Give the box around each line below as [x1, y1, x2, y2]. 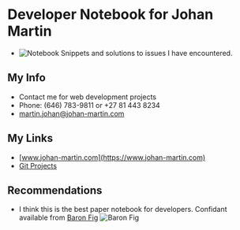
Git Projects [18, 161, 57, 170]
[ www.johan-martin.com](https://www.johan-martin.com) [18, 152, 206, 162]
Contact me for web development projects [18, 92, 157, 102]
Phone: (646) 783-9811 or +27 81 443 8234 [18, 100, 161, 109]
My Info [7, 71, 47, 84]
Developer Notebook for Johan [7, 6, 214, 24]
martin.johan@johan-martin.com [18, 109, 125, 118]
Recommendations [7, 184, 103, 197]
